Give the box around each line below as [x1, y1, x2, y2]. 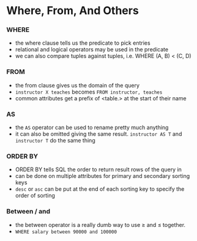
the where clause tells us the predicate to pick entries [15, 39, 151, 46]
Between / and [6, 207, 51, 216]
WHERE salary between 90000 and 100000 [15, 229, 117, 235]
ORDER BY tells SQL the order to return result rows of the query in [15, 166, 182, 173]
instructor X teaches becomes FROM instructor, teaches [15, 88, 163, 95]
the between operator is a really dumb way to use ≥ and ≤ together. [15, 221, 185, 228]
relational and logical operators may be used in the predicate [15, 46, 169, 53]
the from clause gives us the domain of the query [15, 81, 139, 89]
